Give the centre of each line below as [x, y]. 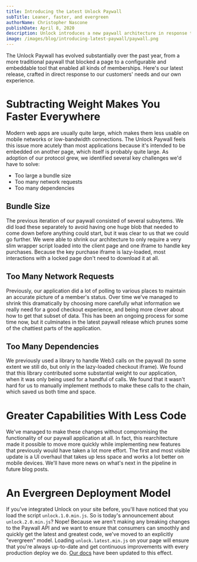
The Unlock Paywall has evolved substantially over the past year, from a [93, 55]
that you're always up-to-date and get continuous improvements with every [97, 547]
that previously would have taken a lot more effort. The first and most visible [98, 450]
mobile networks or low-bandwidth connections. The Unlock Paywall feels [96, 139]
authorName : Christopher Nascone [47, 22]
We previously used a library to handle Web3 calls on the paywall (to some [96, 361]
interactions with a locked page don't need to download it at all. [83, 258]
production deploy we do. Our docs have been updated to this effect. [89, 553]
